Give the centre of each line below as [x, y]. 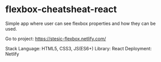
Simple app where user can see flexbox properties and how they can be [80, 23]
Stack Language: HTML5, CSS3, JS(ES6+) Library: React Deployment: [78, 48]
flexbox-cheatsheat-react [61, 9]
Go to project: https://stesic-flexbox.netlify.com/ [56, 39]
